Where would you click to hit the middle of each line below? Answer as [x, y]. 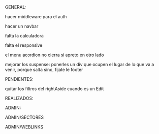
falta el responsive [24, 45]
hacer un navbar [22, 26]
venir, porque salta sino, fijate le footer [44, 69]
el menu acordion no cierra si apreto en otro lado [55, 55]
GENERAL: [16, 7]
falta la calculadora [25, 36]
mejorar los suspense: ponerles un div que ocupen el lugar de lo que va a [79, 64]
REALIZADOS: [19, 98]
